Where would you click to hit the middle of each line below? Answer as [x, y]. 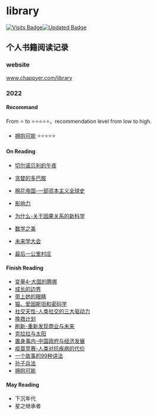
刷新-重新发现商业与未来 [45, 326]
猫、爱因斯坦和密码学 [41, 304]
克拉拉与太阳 [30, 334]
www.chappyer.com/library [39, 78]
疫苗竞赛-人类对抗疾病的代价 [50, 349]
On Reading [21, 151]
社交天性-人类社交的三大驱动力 [52, 311]
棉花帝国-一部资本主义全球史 [50, 191]
